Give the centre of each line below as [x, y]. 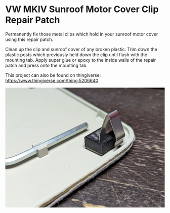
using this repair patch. [29, 39]
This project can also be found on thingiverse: [53, 75]
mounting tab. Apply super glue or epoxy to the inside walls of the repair [81, 60]
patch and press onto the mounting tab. [46, 65]
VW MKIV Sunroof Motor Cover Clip [82, 9]
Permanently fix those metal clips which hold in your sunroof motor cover [82, 34]
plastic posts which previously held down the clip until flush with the [76, 55]
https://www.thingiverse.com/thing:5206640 [52, 80]
